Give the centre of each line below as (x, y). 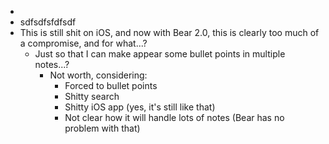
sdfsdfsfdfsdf (48, 22)
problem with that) (102, 128)
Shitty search (92, 96)
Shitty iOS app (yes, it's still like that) (140, 107)
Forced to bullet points (111, 85)
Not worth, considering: (98, 75)
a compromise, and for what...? (83, 43)
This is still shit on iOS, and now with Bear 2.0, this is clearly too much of (169, 32)
